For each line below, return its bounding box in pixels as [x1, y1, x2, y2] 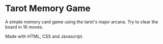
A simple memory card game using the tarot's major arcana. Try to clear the [5, 19, 159, 25]
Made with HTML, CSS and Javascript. [5, 33, 83, 39]
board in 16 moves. [5, 24, 43, 29]
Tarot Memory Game [5, 3, 91, 14]
